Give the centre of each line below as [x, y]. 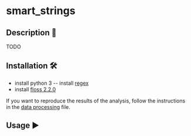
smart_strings [41, 11]
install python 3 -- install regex [52, 83]
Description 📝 [31, 33]
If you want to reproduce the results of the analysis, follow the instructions [96, 101]
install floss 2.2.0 [35, 89]
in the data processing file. [38, 107]
